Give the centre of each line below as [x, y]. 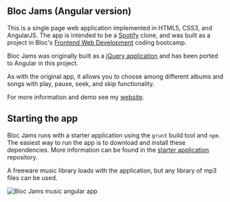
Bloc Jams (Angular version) [69, 11]
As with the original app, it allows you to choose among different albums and [115, 76]
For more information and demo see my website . [76, 97]
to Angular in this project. [43, 63]
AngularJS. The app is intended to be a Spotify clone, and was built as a [109, 35]
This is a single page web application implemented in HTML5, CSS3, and [110, 27]
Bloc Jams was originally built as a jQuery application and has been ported [113, 56]
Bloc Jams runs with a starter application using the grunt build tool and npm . [114, 135]
